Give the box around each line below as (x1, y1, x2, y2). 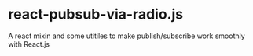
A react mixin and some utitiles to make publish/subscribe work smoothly (8, 31, 245, 40)
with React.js (8, 39, 49, 48)
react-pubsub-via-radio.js (8, 5, 183, 23)
